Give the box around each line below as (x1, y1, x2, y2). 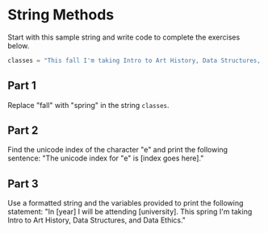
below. (7, 40, 30, 50)
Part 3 (7, 177, 39, 190)
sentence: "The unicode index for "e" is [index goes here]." (7, 153, 204, 163)
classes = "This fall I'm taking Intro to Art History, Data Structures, (7, 56, 262, 64)
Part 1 (7, 79, 37, 93)
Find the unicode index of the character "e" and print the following (7, 145, 228, 155)
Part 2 (7, 123, 39, 138)
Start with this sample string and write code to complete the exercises (7, 32, 241, 42)
